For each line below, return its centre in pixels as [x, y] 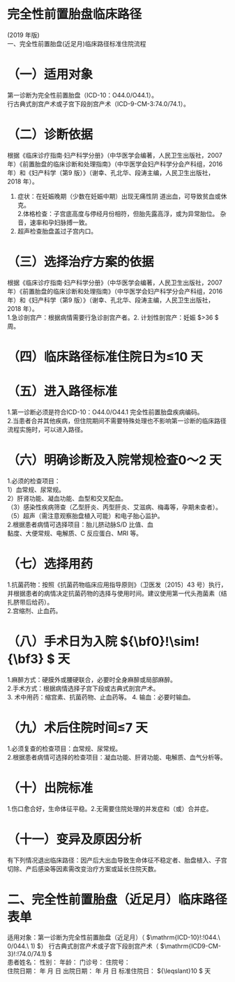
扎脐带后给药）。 [30, 602]
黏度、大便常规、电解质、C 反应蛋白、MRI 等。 [75, 533]
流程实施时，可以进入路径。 [47, 429]
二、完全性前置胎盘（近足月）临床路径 [117, 899]
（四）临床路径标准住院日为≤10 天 [105, 357]
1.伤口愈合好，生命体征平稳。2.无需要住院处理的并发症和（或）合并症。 [110, 808]
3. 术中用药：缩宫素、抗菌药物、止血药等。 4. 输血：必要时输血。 [101, 697]
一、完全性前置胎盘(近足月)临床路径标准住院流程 [77, 43]
